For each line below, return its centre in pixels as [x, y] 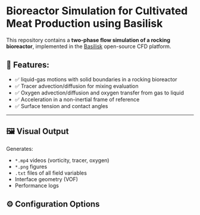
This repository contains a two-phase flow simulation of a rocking [88, 40]
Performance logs [37, 185]
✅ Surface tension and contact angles [61, 106]
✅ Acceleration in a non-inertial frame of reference [77, 99]
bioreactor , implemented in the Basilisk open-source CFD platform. [89, 46]
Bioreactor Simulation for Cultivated [97, 11]
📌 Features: [28, 65]
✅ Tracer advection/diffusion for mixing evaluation [76, 86]
